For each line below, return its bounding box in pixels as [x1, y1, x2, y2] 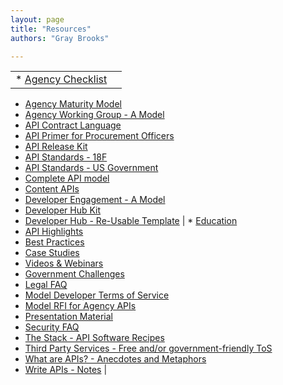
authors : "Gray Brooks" [10, 33, 110, 43]
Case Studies [24, 247, 80, 259]
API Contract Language [24, 119, 122, 131]
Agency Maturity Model [24, 98, 122, 110]
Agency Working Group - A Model [24, 109, 165, 121]
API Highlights [24, 226, 84, 238]
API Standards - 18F [24, 151, 108, 163]
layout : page [10, 14, 65, 25]
